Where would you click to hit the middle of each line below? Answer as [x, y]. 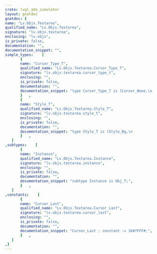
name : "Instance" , [38, 154]
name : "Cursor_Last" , [42, 204]
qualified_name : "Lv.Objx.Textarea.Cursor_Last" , [71, 208]
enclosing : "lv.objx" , [28, 37]
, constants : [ [22, 195]
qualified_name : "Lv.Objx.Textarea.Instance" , [68, 158]
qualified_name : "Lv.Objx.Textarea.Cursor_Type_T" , [73, 68]
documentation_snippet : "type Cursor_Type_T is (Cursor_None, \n [86, 91]
